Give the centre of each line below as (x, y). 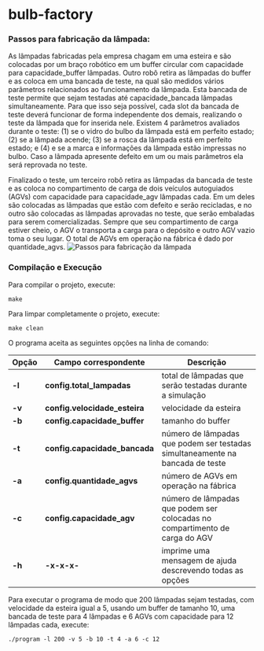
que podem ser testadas (206, 443)
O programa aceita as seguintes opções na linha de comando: (108, 342)
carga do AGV (187, 538)
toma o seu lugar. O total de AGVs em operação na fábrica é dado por (121, 239)
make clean (26, 328)
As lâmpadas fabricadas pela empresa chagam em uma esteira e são (120, 56)
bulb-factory (51, 15)
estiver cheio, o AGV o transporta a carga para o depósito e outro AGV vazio (132, 231)
